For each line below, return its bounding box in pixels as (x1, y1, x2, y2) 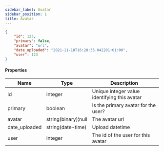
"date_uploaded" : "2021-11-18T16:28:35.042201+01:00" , (14, 47, 128, 53)
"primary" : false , (14, 38, 51, 44)
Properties (5, 67, 27, 73)
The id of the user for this (92, 132, 150, 138)
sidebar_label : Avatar (5, 7, 51, 12)
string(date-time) (46, 124, 87, 131)
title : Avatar (5, 16, 34, 21)
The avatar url (92, 115, 124, 122)
